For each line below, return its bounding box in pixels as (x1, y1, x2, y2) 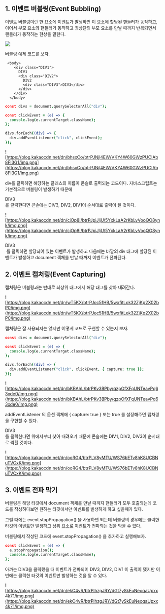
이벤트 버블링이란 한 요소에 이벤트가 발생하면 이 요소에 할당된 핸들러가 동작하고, (5, 19, 158, 25)
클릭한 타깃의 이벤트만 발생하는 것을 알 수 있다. (18, 573, 107, 578)
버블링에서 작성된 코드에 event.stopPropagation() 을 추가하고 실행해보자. (5, 533, 146, 539)
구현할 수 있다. (10, 418, 38, 423)
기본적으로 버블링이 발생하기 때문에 (5, 186, 72, 192)
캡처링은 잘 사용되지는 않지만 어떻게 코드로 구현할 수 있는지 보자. (5, 325, 129, 331)
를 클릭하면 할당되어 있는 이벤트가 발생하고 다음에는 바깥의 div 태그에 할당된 (6, 248, 152, 254)
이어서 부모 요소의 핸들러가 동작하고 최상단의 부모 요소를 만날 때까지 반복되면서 (5, 25, 157, 31)
